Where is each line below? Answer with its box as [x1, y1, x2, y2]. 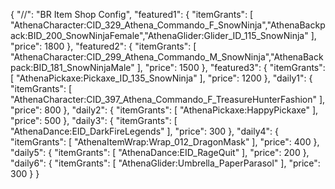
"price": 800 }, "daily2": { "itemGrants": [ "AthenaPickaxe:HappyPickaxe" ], [10, 104, 319, 116]
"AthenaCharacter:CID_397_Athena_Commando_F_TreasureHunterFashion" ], [10, 94, 326, 105]
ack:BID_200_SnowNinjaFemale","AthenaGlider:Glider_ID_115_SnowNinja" [10, 30, 309, 41]
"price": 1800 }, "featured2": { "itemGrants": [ [10, 40, 197, 52]
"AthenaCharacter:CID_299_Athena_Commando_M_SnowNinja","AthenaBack [10, 51, 324, 63]
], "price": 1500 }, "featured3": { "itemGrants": [136, 62, 326, 73]
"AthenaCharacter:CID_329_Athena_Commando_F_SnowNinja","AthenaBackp [10, 19, 326, 31]
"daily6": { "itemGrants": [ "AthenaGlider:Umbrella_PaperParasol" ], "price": [10, 157, 321, 169]
